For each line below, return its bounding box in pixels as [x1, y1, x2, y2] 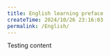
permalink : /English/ [7, 23, 70, 29]
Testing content [7, 42, 52, 50]
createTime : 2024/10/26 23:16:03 [7, 16, 104, 23]
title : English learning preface [7, 10, 104, 17]
